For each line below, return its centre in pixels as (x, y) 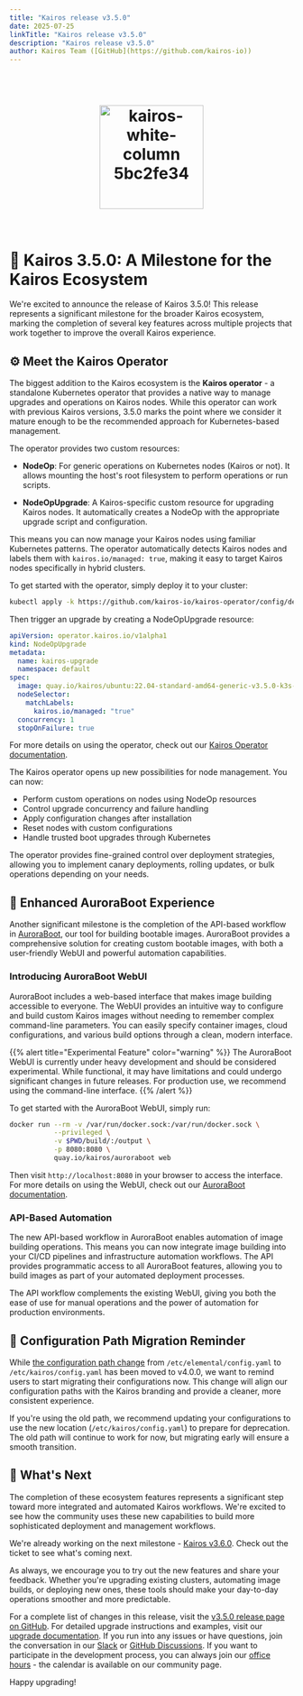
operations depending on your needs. (79, 874)
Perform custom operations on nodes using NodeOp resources (139, 799)
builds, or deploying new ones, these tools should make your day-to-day (144, 1590)
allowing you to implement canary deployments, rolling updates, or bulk (142, 865)
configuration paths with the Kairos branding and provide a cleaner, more (145, 1391)
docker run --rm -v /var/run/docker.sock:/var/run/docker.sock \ (134, 1124)
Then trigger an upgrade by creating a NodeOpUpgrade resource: (132, 619)
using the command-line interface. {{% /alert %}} (101, 1090)
